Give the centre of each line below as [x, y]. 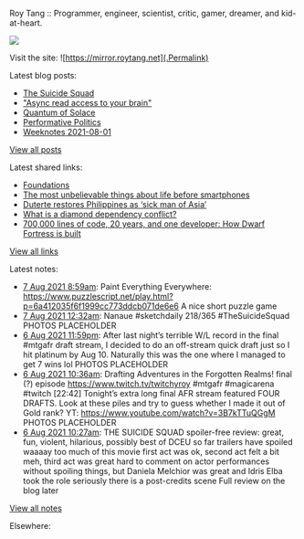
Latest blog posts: [43, 75]
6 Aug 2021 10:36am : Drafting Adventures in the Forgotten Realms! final [157, 374]
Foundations [46, 185]
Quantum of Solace [59, 112]
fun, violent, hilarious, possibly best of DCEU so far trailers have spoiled [158, 442]
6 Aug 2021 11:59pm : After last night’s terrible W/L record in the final [151, 335]
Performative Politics [62, 122]
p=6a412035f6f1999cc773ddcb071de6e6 [101, 306]
